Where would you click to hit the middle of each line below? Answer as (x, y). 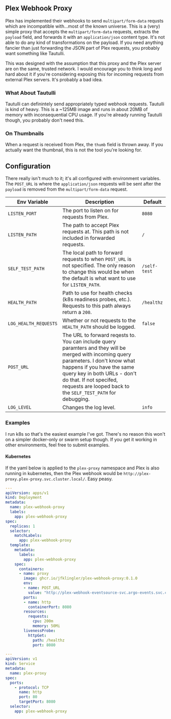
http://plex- (137, 474)
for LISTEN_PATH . (81, 285)
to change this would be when (98, 272)
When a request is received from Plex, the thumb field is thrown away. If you (84, 145)
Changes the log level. (89, 408)
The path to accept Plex (91, 226)
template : (20, 545)
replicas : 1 (23, 526)
